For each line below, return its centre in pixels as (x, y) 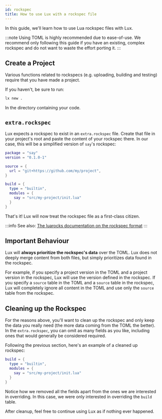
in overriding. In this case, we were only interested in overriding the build (79, 397)
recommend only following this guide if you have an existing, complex (75, 42)
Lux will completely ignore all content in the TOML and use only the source (80, 288)
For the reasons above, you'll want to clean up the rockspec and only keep (80, 320)
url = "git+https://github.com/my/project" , (55, 171)
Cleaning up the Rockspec (46, 309)
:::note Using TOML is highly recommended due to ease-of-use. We (73, 38)
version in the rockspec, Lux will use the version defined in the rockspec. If (80, 278)
